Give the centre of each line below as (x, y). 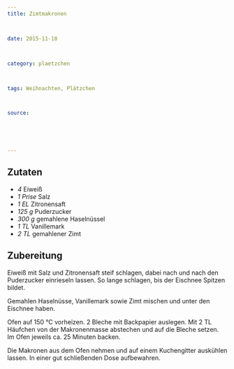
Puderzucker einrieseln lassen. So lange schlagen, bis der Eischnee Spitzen (116, 280)
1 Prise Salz (34, 196)
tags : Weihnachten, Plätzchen (51, 88)
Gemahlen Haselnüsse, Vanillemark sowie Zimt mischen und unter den (109, 301)
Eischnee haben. (31, 308)
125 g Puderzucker (44, 211)
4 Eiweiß (30, 189)
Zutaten (25, 172)
